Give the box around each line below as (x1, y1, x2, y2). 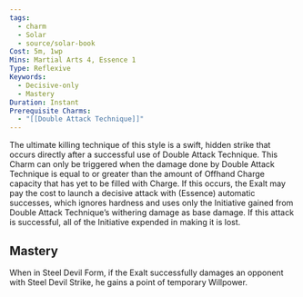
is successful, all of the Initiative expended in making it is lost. (9, 217, 241, 228)
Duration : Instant (9, 97, 79, 107)
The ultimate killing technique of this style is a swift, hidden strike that (9, 140, 271, 151)
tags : (9, 13, 30, 23)
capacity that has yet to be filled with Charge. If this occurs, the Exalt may (9, 178, 287, 189)
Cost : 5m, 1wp (9, 47, 64, 56)
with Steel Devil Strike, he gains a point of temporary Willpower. (9, 276, 248, 287)
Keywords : (9, 73, 47, 82)
